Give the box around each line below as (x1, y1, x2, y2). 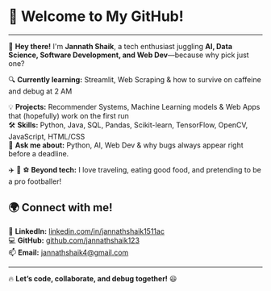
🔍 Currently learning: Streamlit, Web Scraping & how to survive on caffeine (8, 74, 262, 84)
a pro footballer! (8, 177, 62, 186)
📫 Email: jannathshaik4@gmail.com (8, 247, 129, 257)
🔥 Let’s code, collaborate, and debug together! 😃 (8, 273, 177, 283)
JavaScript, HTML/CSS (8, 131, 85, 141)
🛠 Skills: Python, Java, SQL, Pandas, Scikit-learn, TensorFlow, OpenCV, (8, 120, 248, 130)
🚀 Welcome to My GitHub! (8, 7, 184, 26)
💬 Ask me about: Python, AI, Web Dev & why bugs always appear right (8, 140, 244, 150)
